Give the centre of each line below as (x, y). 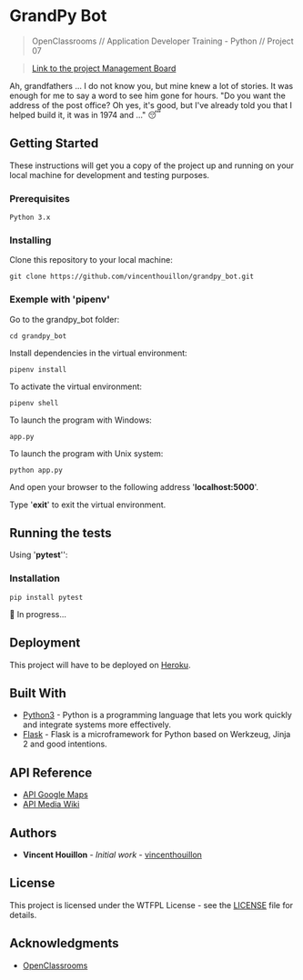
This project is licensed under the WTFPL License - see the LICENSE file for (151, 905)
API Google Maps (55, 795)
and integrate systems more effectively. (96, 725)
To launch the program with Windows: (81, 420)
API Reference (51, 772)
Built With (38, 693)
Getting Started (54, 143)
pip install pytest (46, 597)
